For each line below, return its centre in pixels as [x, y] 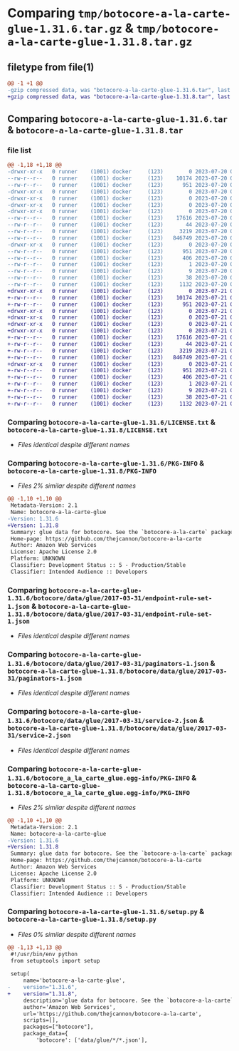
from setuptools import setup [55, 960]
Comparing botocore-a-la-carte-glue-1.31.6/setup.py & [106, 912]
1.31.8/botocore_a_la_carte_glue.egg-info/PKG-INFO [99, 793]
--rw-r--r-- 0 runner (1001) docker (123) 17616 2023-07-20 [117, 218]
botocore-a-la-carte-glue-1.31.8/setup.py [82, 920]
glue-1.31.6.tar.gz [65, 30]
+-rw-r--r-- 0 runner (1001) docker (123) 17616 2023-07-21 [117, 338]
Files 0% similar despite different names [77, 934]
